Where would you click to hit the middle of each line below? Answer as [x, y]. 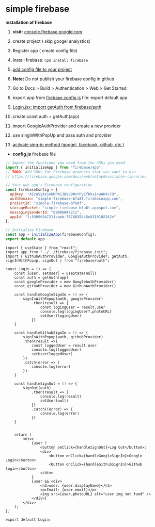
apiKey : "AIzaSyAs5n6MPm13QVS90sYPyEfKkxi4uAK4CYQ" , [64, 194]
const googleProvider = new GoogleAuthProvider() [65, 282]
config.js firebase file [34, 154]
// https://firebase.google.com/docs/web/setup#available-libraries [76, 176]
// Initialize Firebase [30, 230]
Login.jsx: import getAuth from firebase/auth [57, 107]
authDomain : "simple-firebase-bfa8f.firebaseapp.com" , [66, 199]
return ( [23, 435]
